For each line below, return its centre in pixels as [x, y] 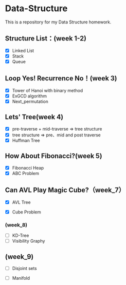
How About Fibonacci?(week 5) [54, 156]
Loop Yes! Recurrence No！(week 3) [61, 78]
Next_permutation [30, 101]
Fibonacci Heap [28, 168]
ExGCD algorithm [29, 96]
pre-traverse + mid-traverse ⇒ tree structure [57, 129]
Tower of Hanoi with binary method [47, 90]
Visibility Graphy [28, 241]
